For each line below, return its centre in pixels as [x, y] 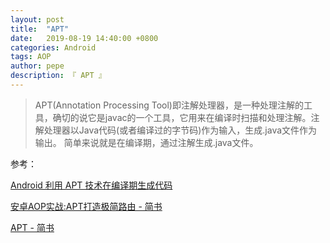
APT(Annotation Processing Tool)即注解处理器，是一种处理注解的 [169, 105]
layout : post [37, 19]
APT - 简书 [32, 227]
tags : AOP [31, 57]
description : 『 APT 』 [58, 76]
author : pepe [37, 66]
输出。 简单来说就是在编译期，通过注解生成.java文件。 [146, 142]
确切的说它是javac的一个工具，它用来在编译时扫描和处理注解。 [182, 117]
